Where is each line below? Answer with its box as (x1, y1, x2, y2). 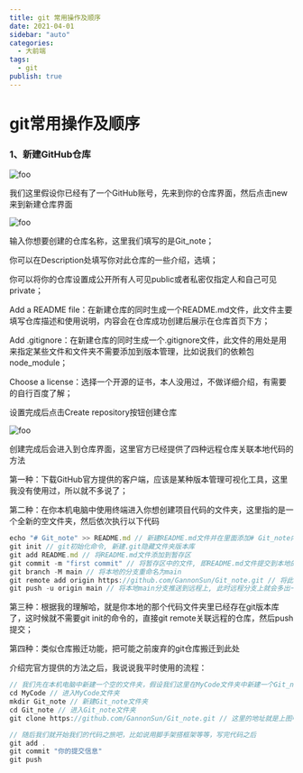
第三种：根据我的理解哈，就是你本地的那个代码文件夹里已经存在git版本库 (9, 602, 280, 612)
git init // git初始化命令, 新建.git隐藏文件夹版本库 (9, 542, 196, 551)
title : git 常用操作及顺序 (9, 13, 101, 23)
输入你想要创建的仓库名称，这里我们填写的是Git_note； (9, 235, 215, 246)
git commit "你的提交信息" (9, 747, 103, 756)
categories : (9, 38, 54, 48)
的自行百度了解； (9, 388, 73, 399)
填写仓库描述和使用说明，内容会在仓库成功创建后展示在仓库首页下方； (9, 316, 271, 327)
